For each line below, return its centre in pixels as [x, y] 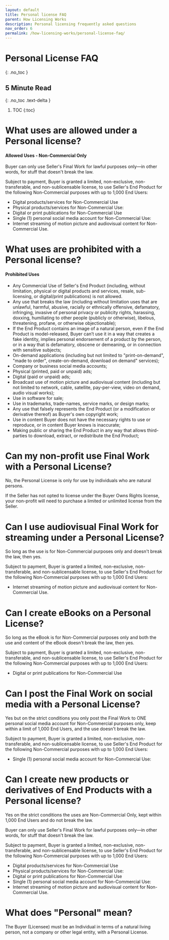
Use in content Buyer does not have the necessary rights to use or [81, 420]
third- [153, 430]
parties [20, 435]
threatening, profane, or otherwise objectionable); [64, 323]
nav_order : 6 [19, 29]
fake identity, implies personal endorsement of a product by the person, [87, 339]
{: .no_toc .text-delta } [28, 100]
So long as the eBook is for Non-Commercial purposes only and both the [81, 637]
